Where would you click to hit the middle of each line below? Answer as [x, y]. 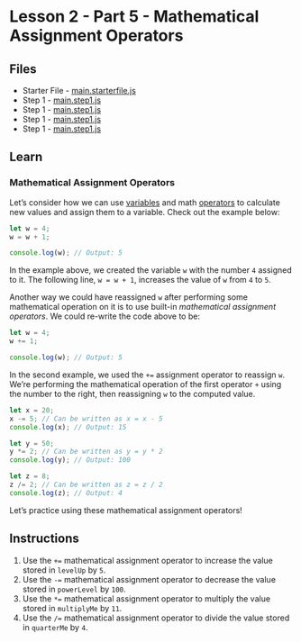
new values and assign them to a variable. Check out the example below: [145, 212]
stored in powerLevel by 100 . [74, 589]
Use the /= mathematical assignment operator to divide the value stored [156, 618]
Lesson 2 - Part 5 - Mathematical [134, 17]
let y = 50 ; [32, 443]
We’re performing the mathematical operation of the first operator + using [146, 384]
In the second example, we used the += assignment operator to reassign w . [147, 375]
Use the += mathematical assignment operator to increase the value [147, 560]
